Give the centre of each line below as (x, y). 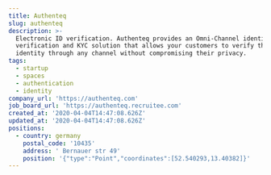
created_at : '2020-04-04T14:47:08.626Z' (77, 114)
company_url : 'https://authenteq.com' (73, 98)
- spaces (30, 76)
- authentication (45, 83)
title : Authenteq (38, 16)
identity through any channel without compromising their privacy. (131, 53)
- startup (32, 69)
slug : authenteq (35, 23)
